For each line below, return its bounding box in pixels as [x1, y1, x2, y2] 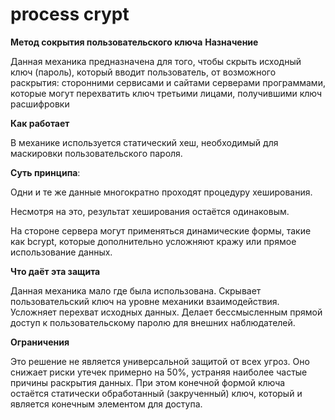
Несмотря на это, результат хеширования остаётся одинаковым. [10, 205, 290, 217]
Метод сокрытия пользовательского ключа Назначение [10, 36, 259, 48]
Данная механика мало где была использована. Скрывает [10, 284, 262, 297]
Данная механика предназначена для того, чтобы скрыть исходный [10, 55, 302, 67]
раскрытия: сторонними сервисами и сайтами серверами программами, [10, 76, 326, 88]
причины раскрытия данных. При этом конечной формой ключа [10, 376, 286, 388]
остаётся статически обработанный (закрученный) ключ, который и [10, 387, 303, 399]
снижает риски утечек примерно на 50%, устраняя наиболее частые [10, 366, 308, 378]
